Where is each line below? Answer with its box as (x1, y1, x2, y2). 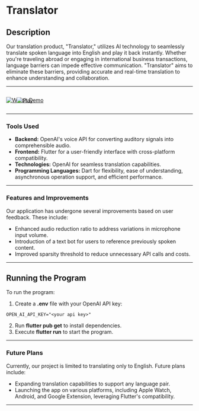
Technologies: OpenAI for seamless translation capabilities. (14, 161, 162, 168)
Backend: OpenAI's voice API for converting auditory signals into (14, 136, 174, 143)
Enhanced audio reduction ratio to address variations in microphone (14, 225, 181, 232)
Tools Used (6, 122, 40, 130)
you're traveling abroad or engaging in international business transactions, (6, 56, 188, 62)
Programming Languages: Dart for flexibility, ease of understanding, (14, 167, 183, 174)
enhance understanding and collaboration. (6, 75, 110, 81)
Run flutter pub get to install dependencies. (14, 322, 122, 329)
